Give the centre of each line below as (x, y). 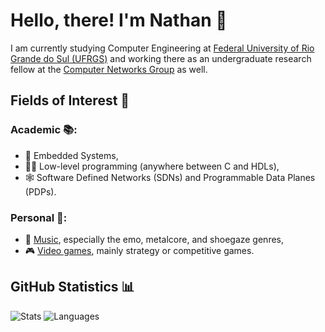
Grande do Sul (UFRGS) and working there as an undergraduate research (161, 58)
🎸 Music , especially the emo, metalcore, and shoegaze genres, (154, 239)
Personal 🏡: (39, 217)
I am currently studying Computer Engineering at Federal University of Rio (162, 48)
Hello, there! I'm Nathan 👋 (119, 20)
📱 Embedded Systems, (71, 155)
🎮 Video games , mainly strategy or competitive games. (139, 250)
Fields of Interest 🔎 (70, 100)
